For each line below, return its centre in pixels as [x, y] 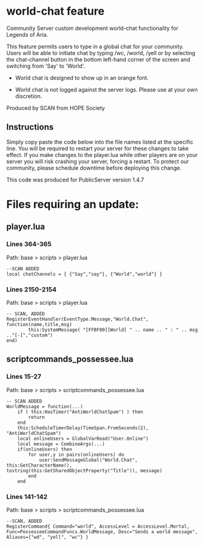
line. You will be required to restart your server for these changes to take [98, 148]
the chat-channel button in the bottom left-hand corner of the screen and [98, 59]
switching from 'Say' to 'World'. [46, 66]
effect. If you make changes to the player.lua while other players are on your [102, 155]
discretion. [29, 96]
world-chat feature [56, 11]
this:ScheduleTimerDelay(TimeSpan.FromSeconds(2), [83, 428]
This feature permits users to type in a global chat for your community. [95, 46]
